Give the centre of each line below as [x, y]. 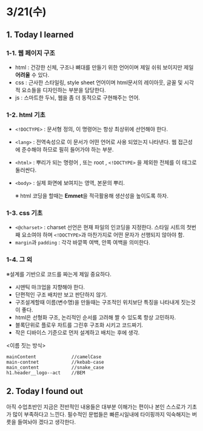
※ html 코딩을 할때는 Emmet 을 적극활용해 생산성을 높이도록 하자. [92, 196]
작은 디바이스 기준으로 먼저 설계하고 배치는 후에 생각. [77, 332]
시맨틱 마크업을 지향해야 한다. [50, 287]
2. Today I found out [45, 391]
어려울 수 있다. [32, 75]
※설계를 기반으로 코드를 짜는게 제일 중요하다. [59, 274]
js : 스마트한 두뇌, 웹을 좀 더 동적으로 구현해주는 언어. [78, 98]
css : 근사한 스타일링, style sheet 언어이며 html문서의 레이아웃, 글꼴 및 [99, 82]
